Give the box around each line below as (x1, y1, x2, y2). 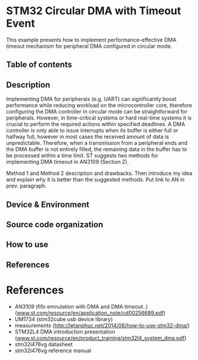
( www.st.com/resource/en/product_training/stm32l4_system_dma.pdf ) (14, 334, 187, 341)
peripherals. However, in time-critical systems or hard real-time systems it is (6, 114, 192, 122)
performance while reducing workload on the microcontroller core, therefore (6, 102, 192, 109)
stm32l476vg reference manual (14, 347, 92, 354)
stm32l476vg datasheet (14, 340, 73, 348)
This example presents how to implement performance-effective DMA (6, 36, 177, 43)
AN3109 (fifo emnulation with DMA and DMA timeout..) (14, 303, 148, 310)
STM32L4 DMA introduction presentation (14, 328, 115, 335)
